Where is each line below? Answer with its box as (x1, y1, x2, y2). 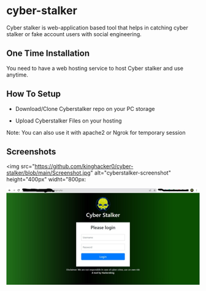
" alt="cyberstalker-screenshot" (90, 169, 172, 176)
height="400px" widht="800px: (6, 176, 86, 183)
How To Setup (6, 89, 61, 99)
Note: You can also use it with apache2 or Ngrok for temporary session (6, 129, 186, 136)
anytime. (6, 71, 29, 78)
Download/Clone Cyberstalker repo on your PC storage (15, 105, 155, 112)
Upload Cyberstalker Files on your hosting (15, 117, 122, 124)
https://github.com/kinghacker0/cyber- (34, 163, 134, 170)
